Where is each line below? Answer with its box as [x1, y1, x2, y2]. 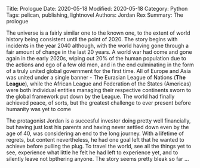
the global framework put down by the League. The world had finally [6, 93, 175, 100]
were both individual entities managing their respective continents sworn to [6, 87, 192, 93]
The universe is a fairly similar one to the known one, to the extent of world [6, 29, 190, 36]
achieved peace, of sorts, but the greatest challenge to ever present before [6, 99, 191, 106]
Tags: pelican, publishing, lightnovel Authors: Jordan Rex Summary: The [6, 11, 183, 19]
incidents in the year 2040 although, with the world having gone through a [6, 42, 189, 49]
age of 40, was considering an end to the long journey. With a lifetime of [6, 130, 184, 137]
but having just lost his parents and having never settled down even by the [6, 124, 189, 130]
